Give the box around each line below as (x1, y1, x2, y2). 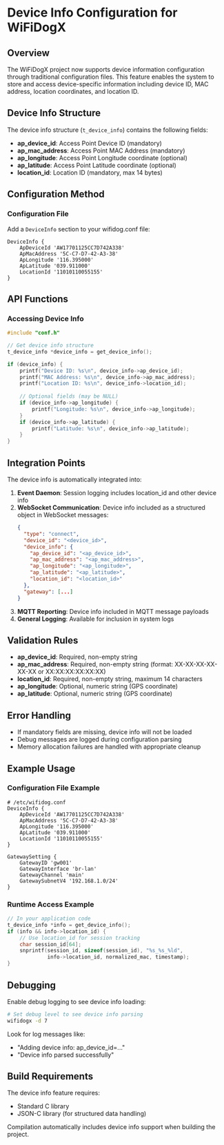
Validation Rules (7, 634, 79, 646)
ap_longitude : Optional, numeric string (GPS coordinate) (17, 682, 178, 691)
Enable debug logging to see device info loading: (7, 997, 146, 1006)
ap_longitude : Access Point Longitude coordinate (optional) (17, 153, 188, 162)
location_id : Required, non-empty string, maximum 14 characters (17, 675, 203, 683)
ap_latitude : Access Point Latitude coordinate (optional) (17, 161, 177, 169)
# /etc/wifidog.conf (7, 799, 67, 806)
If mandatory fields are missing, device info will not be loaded (17, 728, 192, 736)
